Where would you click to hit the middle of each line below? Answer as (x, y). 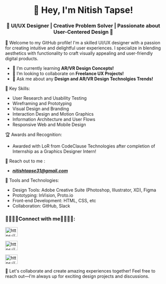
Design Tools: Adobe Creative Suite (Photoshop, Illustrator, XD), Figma (84, 190)
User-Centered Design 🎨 (83, 32)
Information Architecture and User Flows (54, 120)
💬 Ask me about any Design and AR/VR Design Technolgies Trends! (83, 79)
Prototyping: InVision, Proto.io (43, 195)
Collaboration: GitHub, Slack (41, 206)
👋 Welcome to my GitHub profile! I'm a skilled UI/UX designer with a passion (83, 43)
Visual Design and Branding (41, 109)
